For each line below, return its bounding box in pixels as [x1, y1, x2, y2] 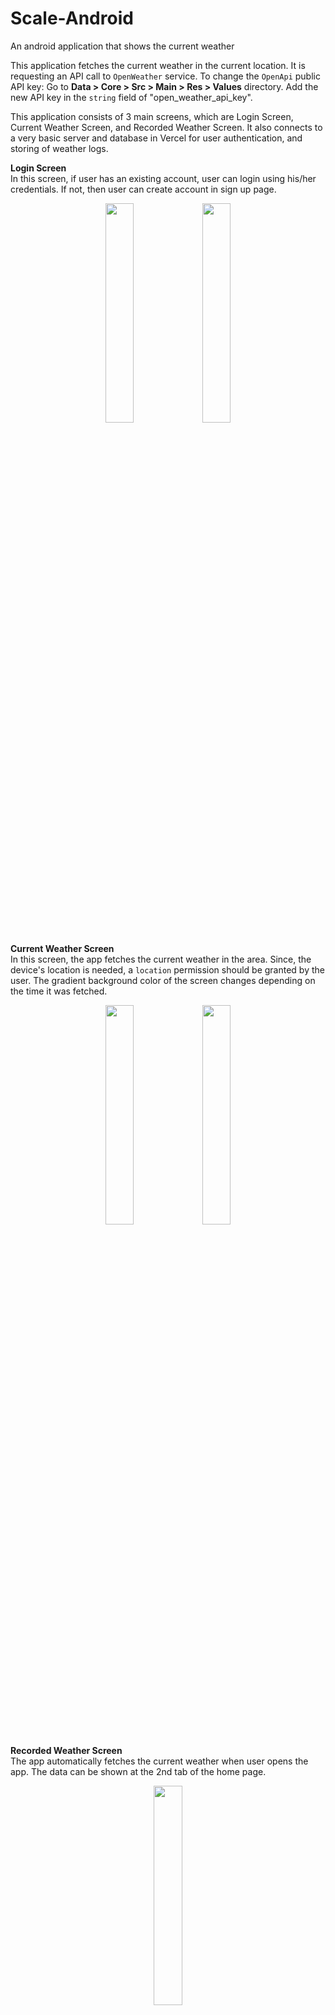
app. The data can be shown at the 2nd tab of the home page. [10, 1765, 267, 1777]
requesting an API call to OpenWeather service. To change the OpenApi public [10, 70, 321, 82]
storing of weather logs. [10, 142, 109, 154]
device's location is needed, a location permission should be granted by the [10, 963, 325, 976]
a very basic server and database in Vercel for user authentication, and [10, 132, 303, 144]
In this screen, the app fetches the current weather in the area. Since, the [10, 953, 312, 965]
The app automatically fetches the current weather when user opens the [10, 1755, 309, 1767]
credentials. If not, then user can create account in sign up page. [10, 183, 277, 195]
